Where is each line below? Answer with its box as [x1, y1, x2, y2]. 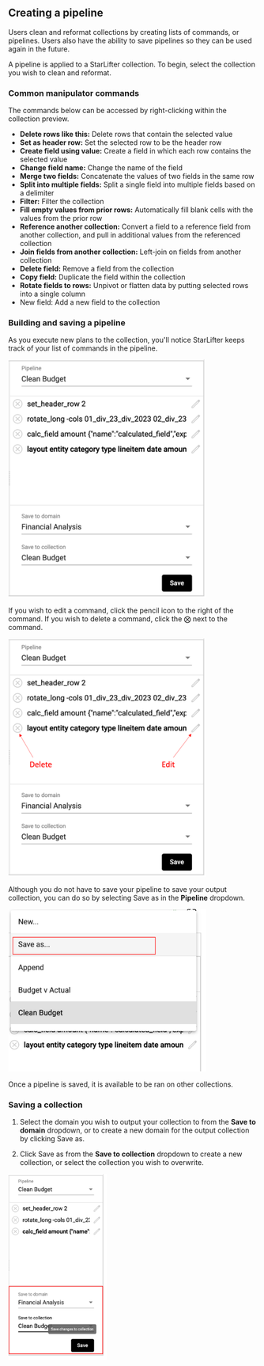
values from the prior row [19, 214, 103, 223]
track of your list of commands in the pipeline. [8, 343, 158, 353]
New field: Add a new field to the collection [19, 298, 160, 307]
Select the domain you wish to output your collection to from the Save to [19, 1117, 257, 1126]
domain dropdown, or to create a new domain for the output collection [19, 1125, 250, 1135]
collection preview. [8, 114, 70, 123]
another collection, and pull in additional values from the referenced [19, 230, 241, 240]
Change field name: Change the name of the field [19, 163, 183, 173]
